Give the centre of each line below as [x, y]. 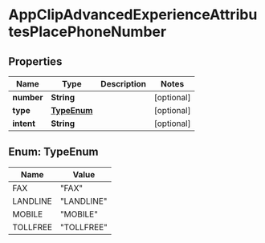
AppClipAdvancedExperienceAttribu [133, 15]
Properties [35, 61]
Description [123, 84]
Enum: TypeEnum [53, 152]
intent [24, 124]
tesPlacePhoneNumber [88, 32]
